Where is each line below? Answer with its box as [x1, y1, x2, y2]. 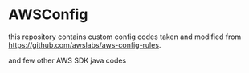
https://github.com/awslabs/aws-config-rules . [8, 40, 161, 49]
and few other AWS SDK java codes [8, 56, 127, 65]
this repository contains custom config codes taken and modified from [8, 32, 242, 41]
